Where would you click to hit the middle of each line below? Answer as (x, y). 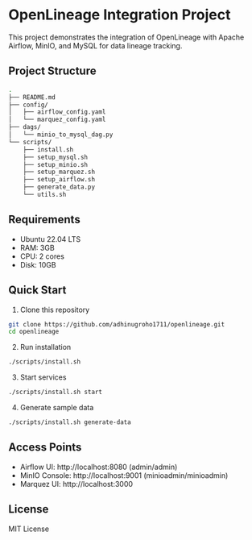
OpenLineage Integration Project (120, 15)
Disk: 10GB (38, 264)
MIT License (29, 529)
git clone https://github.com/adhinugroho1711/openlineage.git (117, 324)
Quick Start (37, 291)
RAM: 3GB (37, 247)
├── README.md (32, 97)
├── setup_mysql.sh (56, 157)
